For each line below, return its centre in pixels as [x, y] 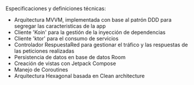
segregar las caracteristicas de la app [60, 26]
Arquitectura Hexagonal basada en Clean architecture [79, 76]
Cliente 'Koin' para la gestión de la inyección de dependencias [90, 32]
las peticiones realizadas [44, 51]
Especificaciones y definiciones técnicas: [56, 8]
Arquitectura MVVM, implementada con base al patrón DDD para [93, 20]
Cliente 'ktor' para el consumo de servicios [66, 38]
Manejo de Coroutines [41, 69]
